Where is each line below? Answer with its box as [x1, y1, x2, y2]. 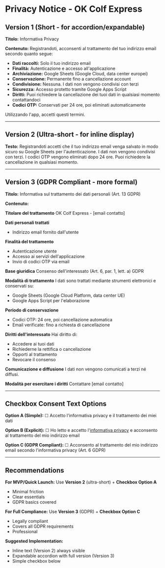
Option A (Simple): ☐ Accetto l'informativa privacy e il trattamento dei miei [5, 413, 157, 419]
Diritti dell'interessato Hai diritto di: [5, 331, 78, 337]
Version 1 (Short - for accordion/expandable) [5, 23, 145, 31]
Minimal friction [12, 489, 44, 495]
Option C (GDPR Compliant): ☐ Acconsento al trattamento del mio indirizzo [5, 442, 158, 448]
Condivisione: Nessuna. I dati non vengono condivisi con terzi [12, 81, 139, 87]
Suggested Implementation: [5, 538, 63, 544]
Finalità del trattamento [5, 238, 54, 244]
